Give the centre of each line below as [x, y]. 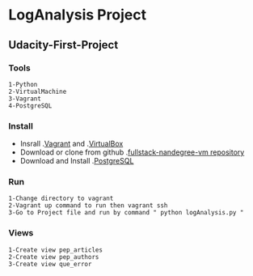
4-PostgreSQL [30, 106]
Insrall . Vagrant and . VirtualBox [72, 144]
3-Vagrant [25, 99]
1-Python [23, 84]
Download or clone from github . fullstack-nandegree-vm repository [132, 152]
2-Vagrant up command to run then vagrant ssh [88, 206]
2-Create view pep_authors [54, 257]
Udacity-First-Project [63, 45]
